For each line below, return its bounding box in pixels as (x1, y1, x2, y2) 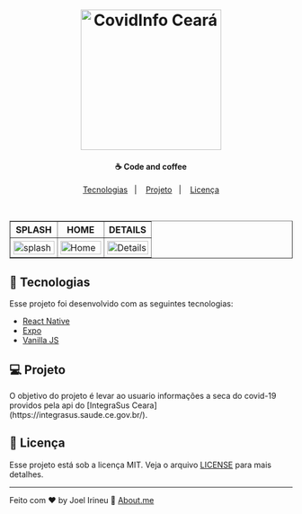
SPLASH (15, 224, 52, 236)
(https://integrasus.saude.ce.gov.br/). (9, 410, 148, 421)
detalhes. (9, 468, 44, 480)
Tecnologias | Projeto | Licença (82, 184, 220, 195)
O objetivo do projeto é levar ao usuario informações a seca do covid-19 (9, 391, 277, 402)
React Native (22, 315, 70, 327)
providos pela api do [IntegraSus (9, 400, 130, 411)
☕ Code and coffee (115, 161, 187, 172)
